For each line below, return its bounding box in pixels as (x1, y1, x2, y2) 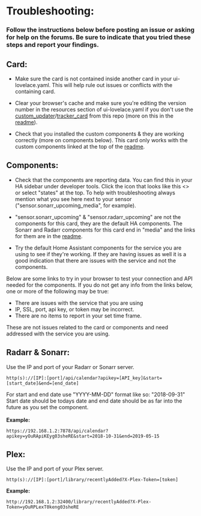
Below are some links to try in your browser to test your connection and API (6, 275, 193, 282)
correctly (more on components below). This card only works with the (14, 136, 188, 143)
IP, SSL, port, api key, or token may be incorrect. (14, 305, 134, 313)
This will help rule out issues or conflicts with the (52, 81, 173, 88)
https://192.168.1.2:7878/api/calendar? (6, 428, 109, 434)
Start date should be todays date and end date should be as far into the (6, 397, 182, 404)
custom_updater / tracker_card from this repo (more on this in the (14, 112, 174, 119)
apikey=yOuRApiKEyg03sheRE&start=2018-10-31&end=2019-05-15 (6, 433, 160, 439)
